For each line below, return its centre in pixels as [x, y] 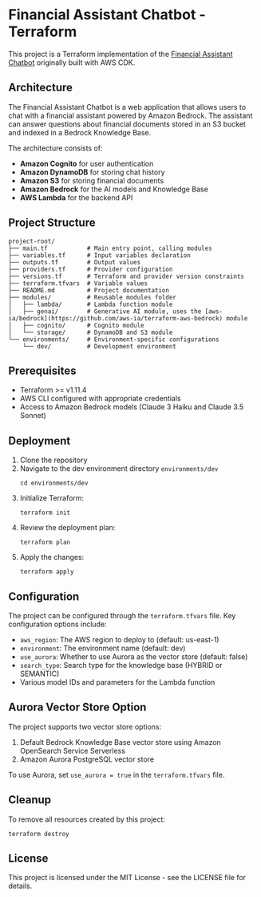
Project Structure [52, 223]
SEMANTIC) [40, 674]
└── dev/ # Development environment [100, 346]
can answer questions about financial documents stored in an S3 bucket [127, 124]
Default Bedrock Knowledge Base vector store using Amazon [120, 742]
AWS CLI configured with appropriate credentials [100, 399]
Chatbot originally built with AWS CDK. [72, 62]
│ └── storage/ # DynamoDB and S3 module [91, 332]
